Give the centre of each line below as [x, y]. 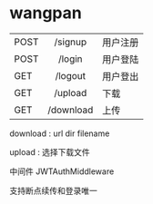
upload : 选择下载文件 [50, 151]
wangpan [46, 13]
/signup [71, 42]
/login [71, 59]
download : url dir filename [60, 133]
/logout [71, 75]
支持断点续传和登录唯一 [53, 190]
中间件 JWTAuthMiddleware [62, 171]
